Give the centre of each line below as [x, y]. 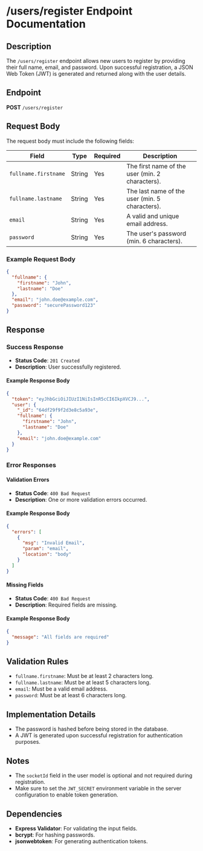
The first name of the [156, 166]
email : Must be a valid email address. [61, 689]
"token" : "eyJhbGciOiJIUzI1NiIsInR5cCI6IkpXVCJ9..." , [81, 399]
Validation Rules [37, 662]
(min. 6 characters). [155, 241]
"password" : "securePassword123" [54, 306]
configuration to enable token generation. [67, 795]
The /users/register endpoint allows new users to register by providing [96, 61]
